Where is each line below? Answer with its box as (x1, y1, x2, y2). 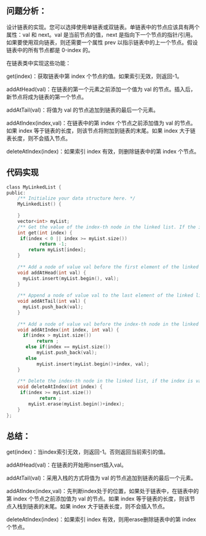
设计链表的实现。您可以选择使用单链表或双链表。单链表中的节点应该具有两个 (6, 23, 200, 31)
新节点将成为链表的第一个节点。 (6, 93, 87, 100)
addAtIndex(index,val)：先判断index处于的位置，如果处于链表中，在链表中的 (6, 487, 199, 495)
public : (6, 190, 26, 196)
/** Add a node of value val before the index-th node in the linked (17, 321, 199, 327)
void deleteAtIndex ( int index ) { (17, 384, 103, 390)
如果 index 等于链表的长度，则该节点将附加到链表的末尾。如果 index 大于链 (6, 126, 196, 134)
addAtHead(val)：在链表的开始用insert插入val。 (6, 461, 127, 468)
